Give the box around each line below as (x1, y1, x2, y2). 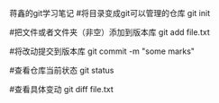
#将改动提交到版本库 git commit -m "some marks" (9, 46, 196, 56)
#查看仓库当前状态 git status (9, 65, 114, 75)
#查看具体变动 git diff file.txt (9, 84, 114, 94)
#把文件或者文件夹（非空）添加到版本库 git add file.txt (9, 27, 210, 38)
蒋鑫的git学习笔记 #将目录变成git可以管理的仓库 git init (9, 8, 210, 18)
